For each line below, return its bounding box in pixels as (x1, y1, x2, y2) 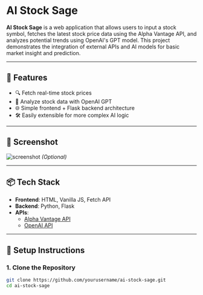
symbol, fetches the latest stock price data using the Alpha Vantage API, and (6, 30, 197, 37)
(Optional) (41, 153, 67, 161)
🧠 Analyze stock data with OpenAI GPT (14, 98, 112, 105)
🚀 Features (6, 73, 48, 83)
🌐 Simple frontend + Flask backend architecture (14, 104, 135, 111)
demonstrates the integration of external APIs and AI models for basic (6, 43, 180, 50)
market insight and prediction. (6, 49, 81, 56)
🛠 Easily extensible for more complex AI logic (14, 111, 129, 119)
